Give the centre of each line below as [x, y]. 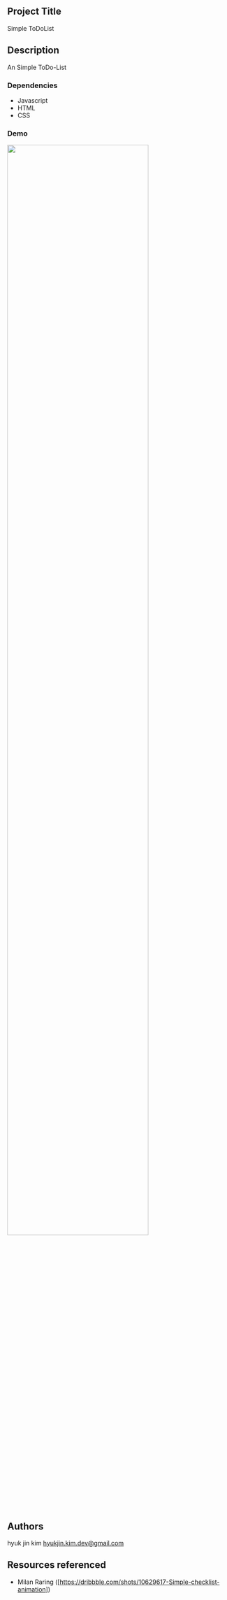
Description [33, 51]
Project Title [34, 12]
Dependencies [32, 85]
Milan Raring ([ [38, 1582]
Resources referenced [57, 1565]
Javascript [32, 100]
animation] [33, 1589]
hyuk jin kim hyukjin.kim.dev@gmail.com [66, 1543]
